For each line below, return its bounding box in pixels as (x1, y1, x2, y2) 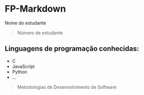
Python (12, 69, 27, 75)
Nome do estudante (5, 20, 46, 26)
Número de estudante (17, 29, 63, 36)
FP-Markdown (5, 3, 66, 15)
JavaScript (12, 63, 35, 69)
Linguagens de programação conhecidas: (5, 44, 139, 53)
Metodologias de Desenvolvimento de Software (17, 84, 117, 90)
